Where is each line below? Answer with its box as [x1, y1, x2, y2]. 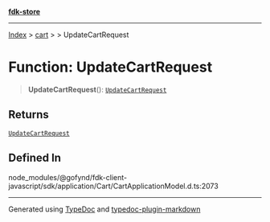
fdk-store [8, 7, 41, 16]
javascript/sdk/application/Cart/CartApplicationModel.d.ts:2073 [8, 181, 219, 191]
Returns [8, 108, 50, 121]
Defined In [8, 151, 62, 165]
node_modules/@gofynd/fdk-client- [8, 172, 127, 182]
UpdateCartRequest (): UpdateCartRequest [27, 84, 167, 94]
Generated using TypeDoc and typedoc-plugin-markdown [8, 204, 201, 214]
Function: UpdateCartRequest [8, 58, 213, 76]
